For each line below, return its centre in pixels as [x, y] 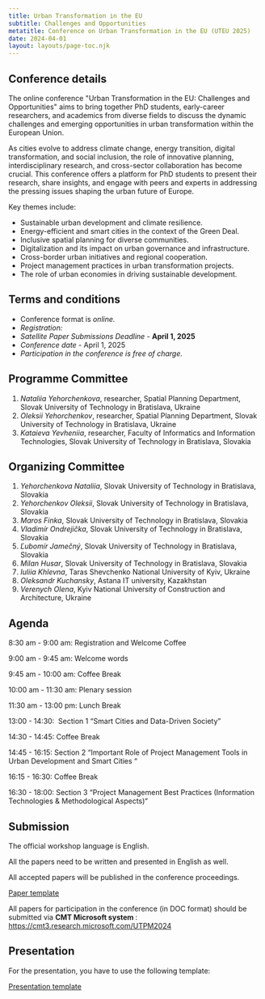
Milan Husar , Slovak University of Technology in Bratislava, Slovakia [134, 564]
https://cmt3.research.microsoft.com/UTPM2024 [90, 926]
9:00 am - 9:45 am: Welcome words [68, 658]
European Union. [36, 132]
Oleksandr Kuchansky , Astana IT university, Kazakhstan [114, 581]
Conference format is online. [67, 319]
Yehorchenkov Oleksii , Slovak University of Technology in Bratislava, [134, 503]
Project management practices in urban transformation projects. [127, 265]
